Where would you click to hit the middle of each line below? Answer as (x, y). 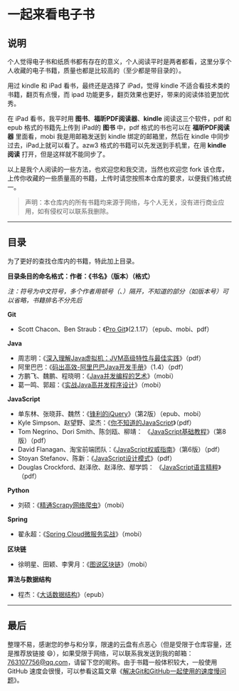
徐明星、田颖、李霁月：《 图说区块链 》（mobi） (84, 564)
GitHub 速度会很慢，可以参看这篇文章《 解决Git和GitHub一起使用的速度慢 (114, 671)
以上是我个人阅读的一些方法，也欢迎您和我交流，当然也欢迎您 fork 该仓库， (118, 169)
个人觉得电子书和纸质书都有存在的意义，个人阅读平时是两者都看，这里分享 (116, 62)
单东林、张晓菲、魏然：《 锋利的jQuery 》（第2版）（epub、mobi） (111, 413)
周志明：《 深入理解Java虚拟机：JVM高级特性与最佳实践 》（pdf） (111, 358)
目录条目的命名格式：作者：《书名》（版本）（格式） (81, 276)
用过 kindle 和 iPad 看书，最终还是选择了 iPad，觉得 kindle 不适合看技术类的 (119, 85)
